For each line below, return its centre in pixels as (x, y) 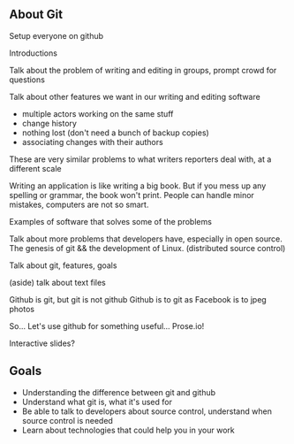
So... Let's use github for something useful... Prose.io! (107, 325)
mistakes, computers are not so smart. (79, 204)
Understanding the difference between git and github (119, 392)
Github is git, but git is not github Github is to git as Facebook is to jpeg (138, 299)
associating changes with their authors (92, 142)
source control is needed (67, 420)
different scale (35, 168)
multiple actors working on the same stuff (98, 113)
